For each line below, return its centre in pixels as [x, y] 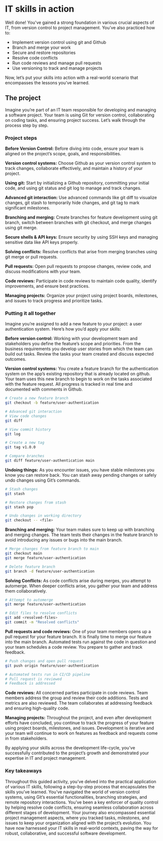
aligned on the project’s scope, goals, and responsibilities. [63, 154]
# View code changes [26, 416]
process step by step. [27, 125]
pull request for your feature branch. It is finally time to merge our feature [78, 636]
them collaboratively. [26, 591]
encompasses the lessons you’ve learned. [47, 83]
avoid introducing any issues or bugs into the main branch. [64, 540]
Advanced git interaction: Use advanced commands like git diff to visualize [81, 198]
